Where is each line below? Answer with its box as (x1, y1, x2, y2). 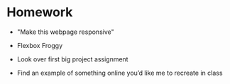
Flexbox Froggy (16, 41, 63, 49)
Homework (6, 4, 73, 20)
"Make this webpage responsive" (16, 28, 114, 36)
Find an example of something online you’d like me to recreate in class (16, 68, 223, 77)
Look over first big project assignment (16, 54, 128, 64)
